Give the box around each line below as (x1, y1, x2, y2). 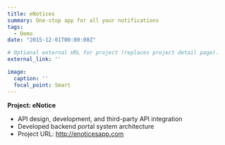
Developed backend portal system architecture (17, 122, 154, 130)
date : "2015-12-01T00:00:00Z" (7, 37, 97, 44)
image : (7, 68, 27, 75)
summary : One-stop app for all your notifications (7, 17, 159, 24)
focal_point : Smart (13, 82, 71, 89)
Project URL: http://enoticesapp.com (17, 130, 124, 138)
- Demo (13, 30, 33, 37)
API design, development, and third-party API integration (17, 114, 183, 123)
